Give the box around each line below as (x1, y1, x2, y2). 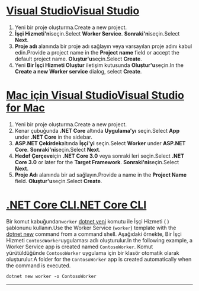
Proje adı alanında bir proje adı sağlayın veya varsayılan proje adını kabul (14, 43, 192, 50)
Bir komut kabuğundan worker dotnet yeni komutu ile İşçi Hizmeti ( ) (6, 218, 170, 225)
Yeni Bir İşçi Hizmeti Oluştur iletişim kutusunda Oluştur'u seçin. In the (14, 61, 184, 69)
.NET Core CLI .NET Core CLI (6, 199, 147, 212)
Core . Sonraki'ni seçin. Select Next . (14, 146, 101, 153)
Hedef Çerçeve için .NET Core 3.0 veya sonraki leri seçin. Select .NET (14, 152, 185, 159)
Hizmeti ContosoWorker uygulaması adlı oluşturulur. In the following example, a (6, 236, 193, 244)
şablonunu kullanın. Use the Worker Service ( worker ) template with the (6, 224, 176, 231)
